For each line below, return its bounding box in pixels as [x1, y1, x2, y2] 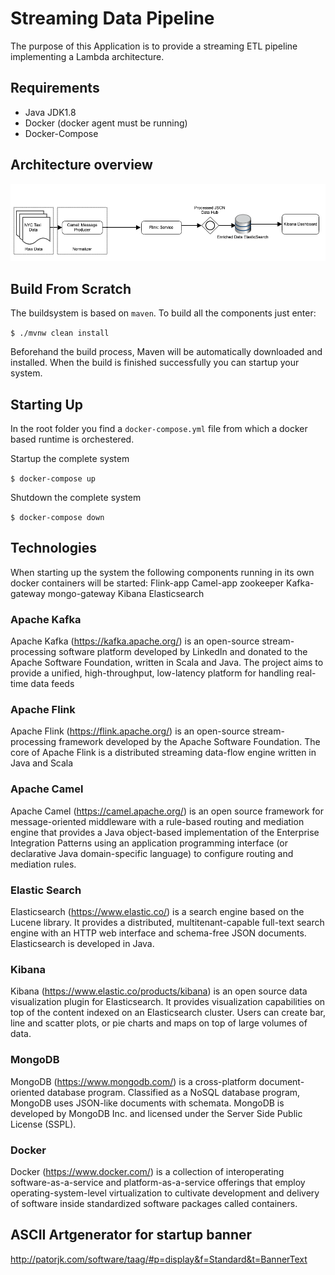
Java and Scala [10, 757, 74, 769]
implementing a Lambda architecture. [10, 50, 165, 62]
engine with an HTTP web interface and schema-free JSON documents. [10, 927, 307, 939]
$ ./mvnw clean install [10, 328, 110, 339]
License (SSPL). [10, 1118, 77, 1130]
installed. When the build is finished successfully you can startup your [10, 357, 300, 369]
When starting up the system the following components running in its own [10, 566, 315, 578]
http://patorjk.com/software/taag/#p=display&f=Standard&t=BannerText [10, 1253, 308, 1265]
